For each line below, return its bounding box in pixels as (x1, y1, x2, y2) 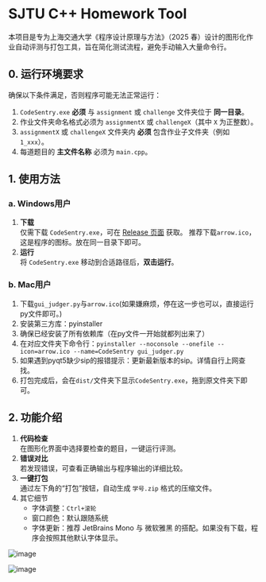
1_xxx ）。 (19, 137, 49, 146)
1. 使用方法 (8, 173, 61, 186)
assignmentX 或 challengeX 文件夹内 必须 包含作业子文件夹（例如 (19, 126, 230, 136)
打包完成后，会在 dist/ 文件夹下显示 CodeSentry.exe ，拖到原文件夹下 (19, 375, 241, 385)
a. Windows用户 (8, 198, 71, 209)
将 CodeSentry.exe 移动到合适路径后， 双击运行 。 (19, 258, 179, 267)
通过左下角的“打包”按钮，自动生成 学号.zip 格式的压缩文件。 (19, 483, 217, 493)
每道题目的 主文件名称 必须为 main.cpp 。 (19, 146, 152, 156)
